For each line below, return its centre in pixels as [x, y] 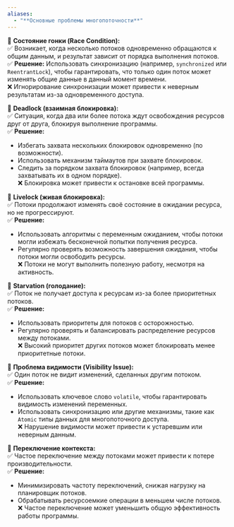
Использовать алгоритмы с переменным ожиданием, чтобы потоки [120, 234]
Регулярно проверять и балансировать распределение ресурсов [116, 330]
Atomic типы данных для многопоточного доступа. [93, 419]
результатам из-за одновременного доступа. [76, 94]
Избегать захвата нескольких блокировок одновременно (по [110, 145]
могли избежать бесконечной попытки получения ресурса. [107, 242]
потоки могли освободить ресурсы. [72, 256]
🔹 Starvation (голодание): [47, 285]
